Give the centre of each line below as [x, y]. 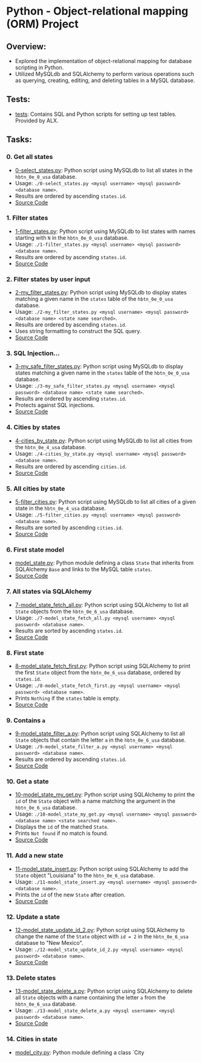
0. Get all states [30, 157]
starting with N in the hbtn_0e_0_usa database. [72, 237]
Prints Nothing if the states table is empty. [67, 698]
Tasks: [19, 140]
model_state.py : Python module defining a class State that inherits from [104, 563]
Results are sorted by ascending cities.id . [69, 527]
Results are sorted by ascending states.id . [69, 631]
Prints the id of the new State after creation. [70, 895]
